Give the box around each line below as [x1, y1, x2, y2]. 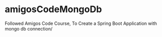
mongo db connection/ [5, 25, 53, 31]
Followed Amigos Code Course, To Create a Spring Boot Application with [5, 20, 157, 26]
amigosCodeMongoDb [5, 4, 102, 15]
